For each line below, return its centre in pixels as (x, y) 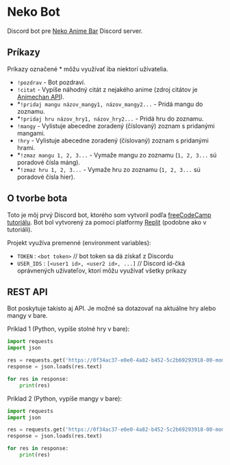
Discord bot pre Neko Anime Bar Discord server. (75, 31)
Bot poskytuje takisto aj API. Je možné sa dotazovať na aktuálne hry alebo (112, 308)
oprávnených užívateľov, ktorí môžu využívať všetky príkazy (102, 271)
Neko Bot (34, 12)
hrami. (26, 147)
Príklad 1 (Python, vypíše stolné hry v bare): (68, 329)
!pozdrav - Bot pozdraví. (51, 82)
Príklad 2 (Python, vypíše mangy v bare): (64, 399)
